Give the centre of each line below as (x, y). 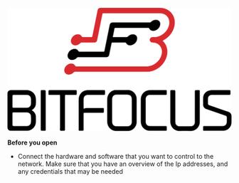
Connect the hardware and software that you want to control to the (116, 157)
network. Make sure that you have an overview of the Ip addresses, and (123, 164)
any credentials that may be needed (70, 172)
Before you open (32, 142)
